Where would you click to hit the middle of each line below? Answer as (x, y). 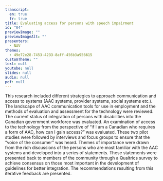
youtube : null (19, 69)
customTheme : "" (21, 59)
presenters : (17, 41)
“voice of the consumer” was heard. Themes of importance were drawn (77, 142)
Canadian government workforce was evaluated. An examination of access (80, 122)
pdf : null (15, 82)
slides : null (18, 73)
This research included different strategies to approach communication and (81, 96)
